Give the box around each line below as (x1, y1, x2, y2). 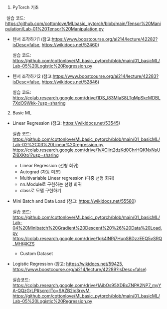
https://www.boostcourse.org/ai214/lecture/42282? (51, 36, 158, 42)
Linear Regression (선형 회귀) (19, 163, 79, 168)
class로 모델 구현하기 (19, 188, 61, 193)
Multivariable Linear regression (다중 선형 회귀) (19, 175, 115, 181)
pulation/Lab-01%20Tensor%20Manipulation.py (5, 26, 104, 31)
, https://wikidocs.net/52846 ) (39, 79, 100, 85)
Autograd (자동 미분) (19, 169, 61, 175)
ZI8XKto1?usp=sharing (12, 152, 59, 158)
